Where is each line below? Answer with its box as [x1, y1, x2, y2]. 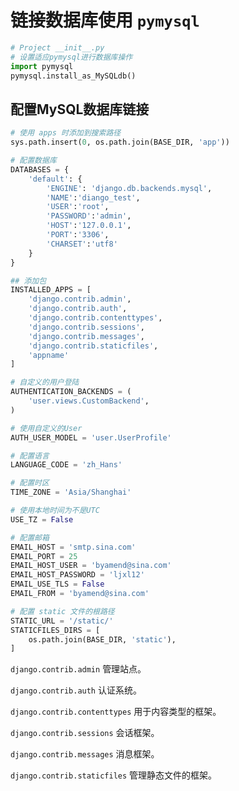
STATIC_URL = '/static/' [10, 616, 114, 626]
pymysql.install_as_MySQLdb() [10, 71, 137, 81]
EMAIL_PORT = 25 [10, 551, 78, 561]
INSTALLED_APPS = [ [10, 285, 92, 295]
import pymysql [10, 61, 74, 71]
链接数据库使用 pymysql [10, 9, 200, 32]
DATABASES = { [10, 164, 70, 175]
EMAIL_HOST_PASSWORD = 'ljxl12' [10, 570, 145, 580]
